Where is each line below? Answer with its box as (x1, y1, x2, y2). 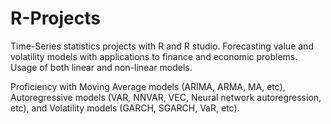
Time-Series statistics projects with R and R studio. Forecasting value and (10, 40, 314, 52)
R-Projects (10, 7, 101, 30)
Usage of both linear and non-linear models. (10, 61, 193, 73)
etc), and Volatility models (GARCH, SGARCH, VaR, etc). (10, 102, 240, 114)
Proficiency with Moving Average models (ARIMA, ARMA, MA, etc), (10, 80, 286, 92)
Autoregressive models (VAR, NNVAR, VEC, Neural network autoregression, (10, 91, 322, 103)
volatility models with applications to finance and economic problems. (10, 50, 298, 62)
